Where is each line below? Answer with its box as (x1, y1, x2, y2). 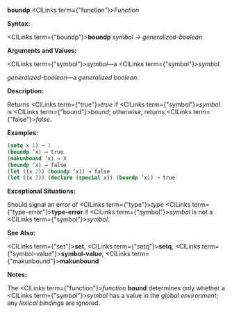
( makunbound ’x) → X (7, 155, 67, 162)
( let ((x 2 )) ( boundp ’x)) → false (7, 168, 110, 175)
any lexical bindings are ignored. (7, 299, 101, 307)
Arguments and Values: (7, 47, 77, 54)
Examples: (7, 129, 38, 136)
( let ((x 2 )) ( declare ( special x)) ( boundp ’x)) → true (7, 174, 176, 182)
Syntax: (7, 19, 31, 27)
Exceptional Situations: (7, 187, 76, 196)
